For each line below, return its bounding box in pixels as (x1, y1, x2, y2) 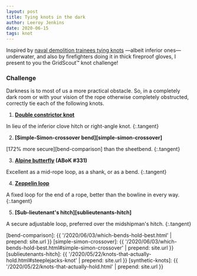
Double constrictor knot (14, 111, 75, 119)
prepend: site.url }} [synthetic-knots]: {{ (81, 257, 178, 264)
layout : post (6, 8, 38, 15)
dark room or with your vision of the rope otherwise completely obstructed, (6, 94, 189, 101)
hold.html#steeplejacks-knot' (6, 257, 78, 264)
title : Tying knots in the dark (6, 14, 86, 20)
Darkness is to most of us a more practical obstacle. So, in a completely (6, 87, 180, 94)
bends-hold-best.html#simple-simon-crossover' (6, 244, 124, 251)
